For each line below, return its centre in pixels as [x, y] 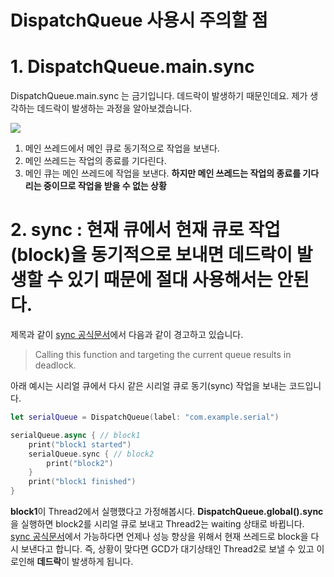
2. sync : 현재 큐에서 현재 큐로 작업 [145, 230]
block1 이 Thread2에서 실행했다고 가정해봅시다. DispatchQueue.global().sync [167, 512]
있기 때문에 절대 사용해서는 [169, 280]
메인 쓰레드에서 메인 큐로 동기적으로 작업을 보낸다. [122, 148]
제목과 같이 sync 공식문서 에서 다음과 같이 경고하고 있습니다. [127, 335]
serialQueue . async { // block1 [75, 435]
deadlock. [55, 365]
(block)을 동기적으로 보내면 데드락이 [151, 255]
